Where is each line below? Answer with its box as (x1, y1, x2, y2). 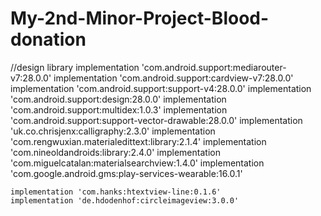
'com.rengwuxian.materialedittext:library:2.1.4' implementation (10, 135, 267, 147)
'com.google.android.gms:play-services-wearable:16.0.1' (10, 167, 243, 179)
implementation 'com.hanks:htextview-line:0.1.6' (10, 187, 222, 197)
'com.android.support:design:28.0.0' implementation (10, 93, 227, 105)
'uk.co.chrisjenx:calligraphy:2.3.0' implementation (10, 125, 216, 137)
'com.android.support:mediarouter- (141, 61, 287, 73)
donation (10, 28, 87, 51)
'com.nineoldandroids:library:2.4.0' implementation (10, 146, 221, 158)
